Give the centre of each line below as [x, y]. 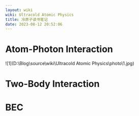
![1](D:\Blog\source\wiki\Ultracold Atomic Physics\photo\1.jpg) [70, 64]
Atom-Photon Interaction [59, 49]
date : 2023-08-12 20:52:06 [34, 24]
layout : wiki [19, 10]
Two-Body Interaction [52, 84]
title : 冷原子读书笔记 [27, 19]
